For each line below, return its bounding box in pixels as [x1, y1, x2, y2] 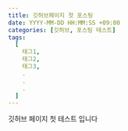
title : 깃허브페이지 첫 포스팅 [8, 11, 94, 20]
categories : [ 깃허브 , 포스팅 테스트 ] [8, 26, 116, 34]
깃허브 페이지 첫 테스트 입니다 [8, 115, 98, 124]
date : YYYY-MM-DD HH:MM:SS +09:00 [8, 19, 121, 27]
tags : [8, 33, 26, 42]
